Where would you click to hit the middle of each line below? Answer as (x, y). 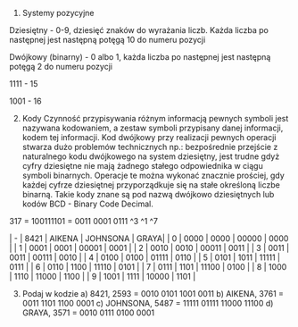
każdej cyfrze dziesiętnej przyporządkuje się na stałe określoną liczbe (151, 185)
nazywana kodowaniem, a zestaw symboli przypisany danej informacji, (153, 128)
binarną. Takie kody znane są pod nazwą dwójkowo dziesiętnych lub (148, 194)
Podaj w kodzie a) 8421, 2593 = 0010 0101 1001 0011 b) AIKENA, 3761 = (153, 293)
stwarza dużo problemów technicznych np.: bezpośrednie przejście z (150, 147)
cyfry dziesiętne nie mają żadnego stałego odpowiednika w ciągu (142, 166)
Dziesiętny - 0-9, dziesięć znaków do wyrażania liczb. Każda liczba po (139, 30)
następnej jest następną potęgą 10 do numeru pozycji (108, 40)
